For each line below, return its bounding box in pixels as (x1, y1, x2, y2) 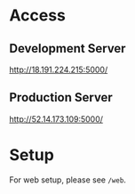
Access (9, 5, 67, 26)
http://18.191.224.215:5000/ (9, 64, 108, 75)
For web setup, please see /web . (9, 174, 127, 185)
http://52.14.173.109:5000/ (9, 113, 104, 125)
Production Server (9, 90, 113, 105)
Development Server (9, 41, 126, 56)
